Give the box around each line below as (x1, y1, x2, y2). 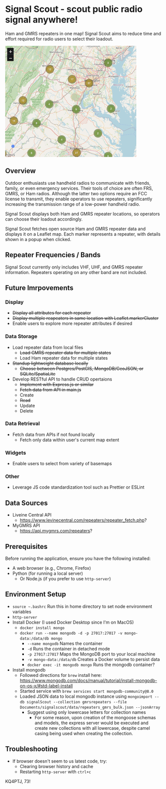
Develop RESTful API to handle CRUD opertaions (12, 376, 112, 382)
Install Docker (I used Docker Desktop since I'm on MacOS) (12, 619, 134, 625)
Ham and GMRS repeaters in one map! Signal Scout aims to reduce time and (5, 30, 162, 36)
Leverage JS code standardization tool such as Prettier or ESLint (12, 484, 145, 490)
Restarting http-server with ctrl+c (19, 769, 91, 775)
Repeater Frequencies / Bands (5, 251, 101, 260)
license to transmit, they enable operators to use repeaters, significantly (5, 196, 153, 202)
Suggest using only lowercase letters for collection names (27, 709, 146, 715)
